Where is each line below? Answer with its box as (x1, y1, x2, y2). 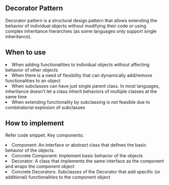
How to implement (5, 119, 64, 128)
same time (5, 93, 27, 100)
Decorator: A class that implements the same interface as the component (12, 158, 164, 164)
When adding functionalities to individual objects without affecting (12, 61, 150, 68)
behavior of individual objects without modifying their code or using (5, 23, 147, 29)
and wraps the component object (5, 163, 75, 169)
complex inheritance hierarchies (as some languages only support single (5, 28, 157, 34)
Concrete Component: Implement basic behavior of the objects (12, 153, 143, 159)
